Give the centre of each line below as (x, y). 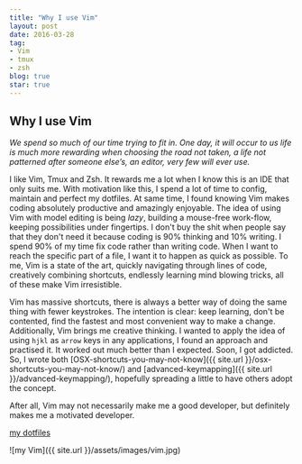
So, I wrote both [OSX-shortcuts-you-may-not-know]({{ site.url (126, 359)
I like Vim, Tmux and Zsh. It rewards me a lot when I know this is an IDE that (150, 179)
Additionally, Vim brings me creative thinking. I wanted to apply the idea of (147, 331)
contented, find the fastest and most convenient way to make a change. (143, 322)
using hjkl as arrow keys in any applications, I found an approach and (139, 341)
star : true (30, 85)
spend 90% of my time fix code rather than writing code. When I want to (144, 246)
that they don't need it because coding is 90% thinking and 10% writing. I (146, 237)
